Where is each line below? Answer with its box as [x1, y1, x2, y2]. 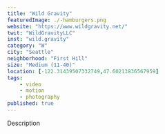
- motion [19, 87, 45, 94]
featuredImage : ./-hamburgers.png [7, 17, 107, 23]
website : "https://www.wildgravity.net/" [7, 23, 128, 30]
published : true [7, 100, 54, 107]
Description [7, 119, 40, 127]
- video [19, 81, 41, 88]
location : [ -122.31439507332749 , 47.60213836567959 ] [7, 68, 159, 75]
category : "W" [7, 42, 48, 49]
